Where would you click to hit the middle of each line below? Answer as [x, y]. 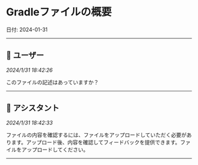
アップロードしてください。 [55, 149]
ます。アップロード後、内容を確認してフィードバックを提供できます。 [96, 142]
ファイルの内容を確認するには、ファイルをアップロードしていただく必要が [96, 135]
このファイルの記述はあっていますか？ [52, 82]
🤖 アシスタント [33, 108]
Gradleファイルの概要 [59, 12]
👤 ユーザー [25, 56]
